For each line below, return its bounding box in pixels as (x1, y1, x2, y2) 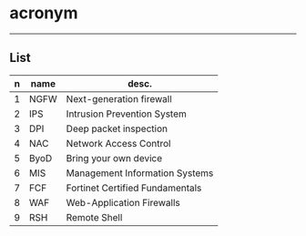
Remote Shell (66, 210, 123, 223)
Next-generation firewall (66, 92, 173, 105)
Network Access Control (66, 137, 171, 149)
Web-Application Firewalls (66, 196, 180, 209)
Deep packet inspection (66, 122, 168, 135)
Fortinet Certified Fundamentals (66, 181, 202, 194)
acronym (9, 3, 78, 24)
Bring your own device (66, 151, 163, 164)
